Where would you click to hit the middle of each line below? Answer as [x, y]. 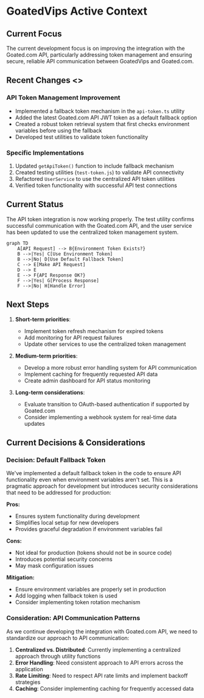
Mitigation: [20, 577]
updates [34, 423]
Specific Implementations [45, 152]
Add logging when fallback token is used [66, 596]
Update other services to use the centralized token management [105, 344]
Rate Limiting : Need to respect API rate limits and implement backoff [101, 675]
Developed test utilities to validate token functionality [82, 137]
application [29, 669]
